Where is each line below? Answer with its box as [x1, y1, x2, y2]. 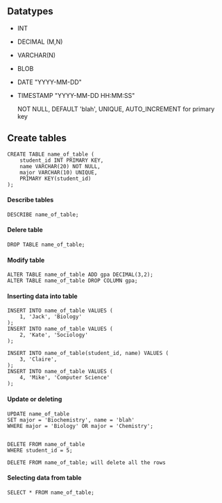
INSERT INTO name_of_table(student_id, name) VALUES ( [7, 350, 169, 357]
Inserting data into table [7, 292, 78, 300]
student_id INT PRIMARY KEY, [19, 156, 104, 164]
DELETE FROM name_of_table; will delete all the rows [7, 459, 166, 466]
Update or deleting [7, 395, 62, 404]
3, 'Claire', [19, 356, 58, 363]
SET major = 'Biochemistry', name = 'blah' [7, 416, 135, 423]
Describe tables [7, 196, 54, 204]
